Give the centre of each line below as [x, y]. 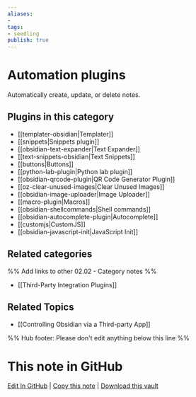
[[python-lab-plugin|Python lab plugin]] [75, 171]
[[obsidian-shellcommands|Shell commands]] [84, 209]
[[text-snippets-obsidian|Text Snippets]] [76, 156]
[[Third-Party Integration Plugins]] [67, 284]
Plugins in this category [61, 117]
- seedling [23, 34]
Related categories [50, 254]
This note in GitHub [65, 366]
